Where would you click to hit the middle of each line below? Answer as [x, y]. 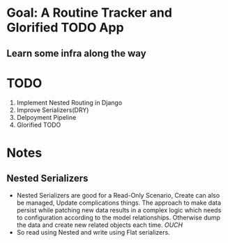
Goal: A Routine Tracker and [89, 13]
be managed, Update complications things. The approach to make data [119, 203]
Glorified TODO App [65, 28]
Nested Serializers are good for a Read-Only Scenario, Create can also [118, 195]
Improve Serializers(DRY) [53, 110]
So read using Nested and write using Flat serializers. [93, 232]
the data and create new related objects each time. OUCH [99, 225]
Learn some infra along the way [77, 53]
